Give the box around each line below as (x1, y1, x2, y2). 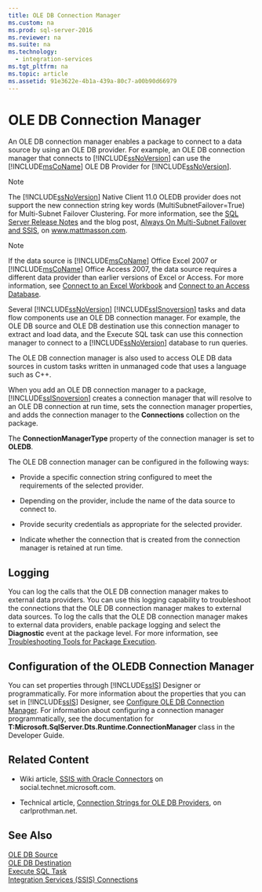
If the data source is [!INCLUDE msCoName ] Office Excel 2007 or (8, 256, 217, 265)
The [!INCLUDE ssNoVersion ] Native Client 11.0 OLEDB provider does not (8, 192, 242, 202)
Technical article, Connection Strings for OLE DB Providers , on (19, 798, 222, 807)
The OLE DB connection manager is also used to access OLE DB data (8, 353, 233, 363)
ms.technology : (8, 48, 58, 56)
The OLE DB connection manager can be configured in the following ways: (8, 457, 249, 467)
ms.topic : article (8, 70, 68, 78)
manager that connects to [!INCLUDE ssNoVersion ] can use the (8, 154, 211, 163)
